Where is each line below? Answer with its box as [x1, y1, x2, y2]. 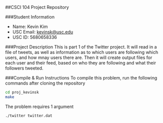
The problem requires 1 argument [5, 103, 74, 109]
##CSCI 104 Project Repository [5, 4, 69, 10]
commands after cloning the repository [5, 80, 85, 86]
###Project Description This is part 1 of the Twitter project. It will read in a [5, 44, 157, 49]
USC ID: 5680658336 [12, 34, 57, 40]
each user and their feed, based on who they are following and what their [5, 60, 156, 65]
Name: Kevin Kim [12, 23, 48, 29]
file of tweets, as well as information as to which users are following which [5, 49, 158, 55]
